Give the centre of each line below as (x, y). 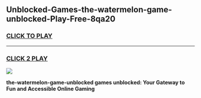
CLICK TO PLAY (29, 36)
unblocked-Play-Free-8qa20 (61, 19)
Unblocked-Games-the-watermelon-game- (89, 10)
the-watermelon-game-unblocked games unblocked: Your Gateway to (96, 82)
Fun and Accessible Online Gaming (51, 88)
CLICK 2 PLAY (27, 58)
